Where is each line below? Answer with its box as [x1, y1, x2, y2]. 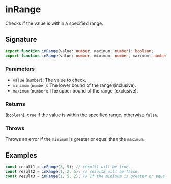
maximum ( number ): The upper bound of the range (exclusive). [12, 87, 138, 94]
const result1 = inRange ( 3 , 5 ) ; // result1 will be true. [5, 164, 131, 170]
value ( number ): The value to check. [12, 77, 87, 83]
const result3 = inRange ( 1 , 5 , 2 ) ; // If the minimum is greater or [5, 174, 154, 179]
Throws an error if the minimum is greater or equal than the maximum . [5, 136, 145, 142]
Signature [5, 35, 37, 44]
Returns [5, 100, 25, 107]
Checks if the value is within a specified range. [5, 20, 103, 26]
